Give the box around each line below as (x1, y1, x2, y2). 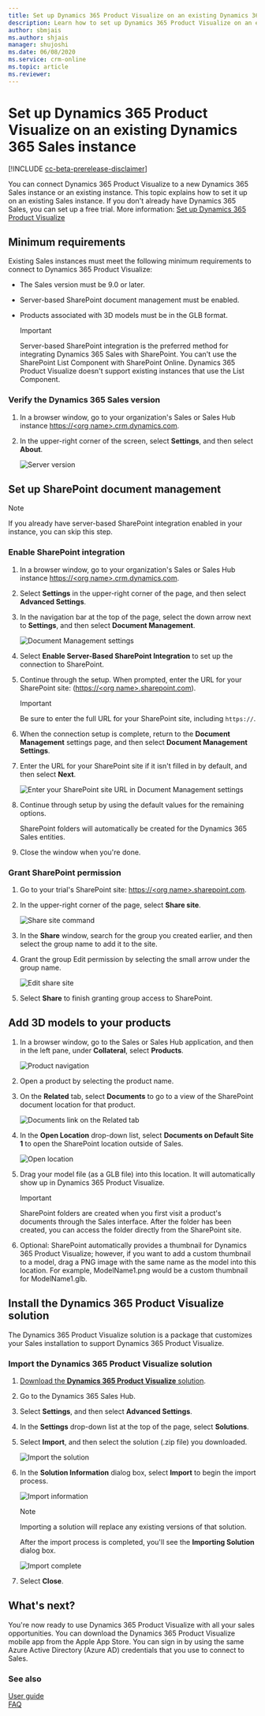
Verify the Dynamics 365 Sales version (8, 394, 160, 406)
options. (19, 808, 47, 817)
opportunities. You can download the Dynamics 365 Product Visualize (8, 1628, 235, 1638)
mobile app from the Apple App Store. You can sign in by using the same (8, 1636, 244, 1646)
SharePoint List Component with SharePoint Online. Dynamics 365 (19, 358, 236, 368)
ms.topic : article (8, 63, 69, 71)
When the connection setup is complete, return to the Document (19, 729, 230, 738)
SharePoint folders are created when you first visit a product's (19, 1208, 222, 1217)
